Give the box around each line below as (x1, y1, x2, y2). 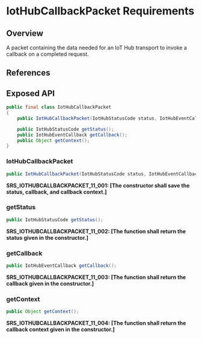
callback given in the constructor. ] (6, 279, 94, 287)
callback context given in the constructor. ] (6, 326, 115, 333)
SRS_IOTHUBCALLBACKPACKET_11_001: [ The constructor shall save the (6, 182, 190, 189)
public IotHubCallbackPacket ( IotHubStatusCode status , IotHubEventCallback (6, 171, 200, 177)
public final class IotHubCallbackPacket (6, 104, 112, 111)
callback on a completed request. (6, 50, 89, 58)
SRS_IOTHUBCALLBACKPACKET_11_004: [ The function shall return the (6, 320, 186, 327)
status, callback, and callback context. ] (6, 188, 107, 195)
